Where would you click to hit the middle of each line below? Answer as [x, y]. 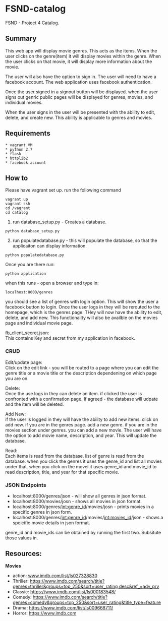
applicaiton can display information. [50, 246]
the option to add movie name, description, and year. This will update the [81, 435]
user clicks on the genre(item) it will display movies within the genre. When [83, 56]
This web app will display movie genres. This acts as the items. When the [81, 50]
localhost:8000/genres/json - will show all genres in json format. [79, 496]
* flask [13, 154]
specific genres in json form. [42, 512]
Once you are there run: [30, 265]
